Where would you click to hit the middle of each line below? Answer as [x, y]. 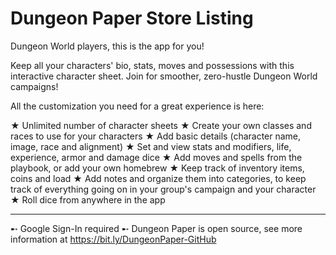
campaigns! [34, 86]
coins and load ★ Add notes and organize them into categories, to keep [158, 178]
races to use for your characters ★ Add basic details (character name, [156, 136]
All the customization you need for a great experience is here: [137, 106]
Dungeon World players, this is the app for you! [107, 46]
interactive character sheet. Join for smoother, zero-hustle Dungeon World [164, 76]
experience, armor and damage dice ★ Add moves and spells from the [156, 157]
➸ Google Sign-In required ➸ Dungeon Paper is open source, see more [156, 228]
